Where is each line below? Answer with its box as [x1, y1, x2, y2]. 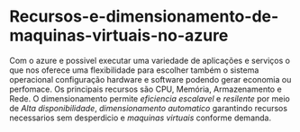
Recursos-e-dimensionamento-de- [9, 6, 279, 27]
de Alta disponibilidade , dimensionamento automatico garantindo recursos [9, 102, 288, 113]
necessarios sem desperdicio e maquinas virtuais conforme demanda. [9, 112, 272, 123]
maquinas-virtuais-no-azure [9, 25, 229, 46]
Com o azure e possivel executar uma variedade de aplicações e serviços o [9, 55, 291, 66]
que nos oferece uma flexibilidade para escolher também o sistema [9, 65, 259, 75]
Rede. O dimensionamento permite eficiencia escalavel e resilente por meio [9, 92, 290, 104]
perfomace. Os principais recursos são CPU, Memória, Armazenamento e [9, 84, 282, 94]
